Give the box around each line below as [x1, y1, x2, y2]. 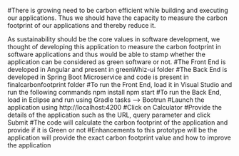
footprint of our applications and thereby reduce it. [7, 21, 156, 29]
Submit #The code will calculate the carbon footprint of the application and [7, 118, 228, 127]
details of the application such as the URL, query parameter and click [7, 110, 210, 119]
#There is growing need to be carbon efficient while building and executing [7, 6, 228, 14]
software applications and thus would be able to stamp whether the [7, 50, 205, 58]
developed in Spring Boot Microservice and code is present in [7, 73, 189, 81]
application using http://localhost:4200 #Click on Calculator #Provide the [7, 103, 223, 111]
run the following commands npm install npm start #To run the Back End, [7, 88, 222, 96]
